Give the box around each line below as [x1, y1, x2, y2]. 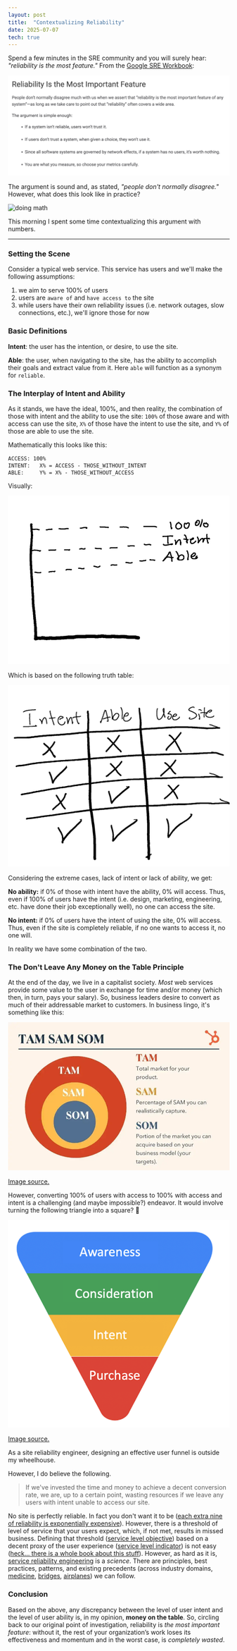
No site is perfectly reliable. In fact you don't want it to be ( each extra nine [8, 1512, 223, 1521]
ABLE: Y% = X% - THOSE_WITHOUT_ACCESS [8, 469, 134, 477]
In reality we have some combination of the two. [8, 945, 147, 953]
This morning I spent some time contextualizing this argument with [8, 217, 201, 226]
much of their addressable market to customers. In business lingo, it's [8, 1000, 210, 1009]
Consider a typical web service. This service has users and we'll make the [8, 265, 223, 274]
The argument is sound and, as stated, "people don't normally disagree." [8, 183, 219, 191]
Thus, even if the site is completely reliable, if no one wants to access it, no [8, 923, 226, 932]
